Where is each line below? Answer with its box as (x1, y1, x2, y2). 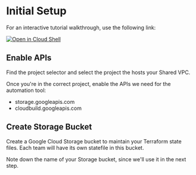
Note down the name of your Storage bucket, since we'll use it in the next (6, 155, 186, 162)
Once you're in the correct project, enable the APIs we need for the (6, 80, 171, 87)
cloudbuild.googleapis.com (14, 105, 82, 112)
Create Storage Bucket (6, 122, 92, 132)
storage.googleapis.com (14, 98, 75, 105)
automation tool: (6, 87, 46, 94)
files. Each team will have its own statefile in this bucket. (6, 144, 144, 151)
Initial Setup (6, 4, 67, 18)
